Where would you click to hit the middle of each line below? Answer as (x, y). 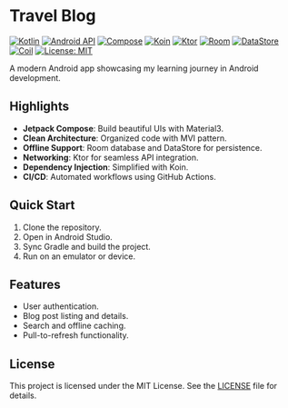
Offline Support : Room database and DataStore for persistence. (142, 147)
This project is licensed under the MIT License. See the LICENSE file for (144, 386)
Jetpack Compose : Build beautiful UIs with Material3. (123, 128)
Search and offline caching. (74, 326)
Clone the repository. (62, 227)
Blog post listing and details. (75, 316)
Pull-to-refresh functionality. (75, 335)
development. (35, 77)
